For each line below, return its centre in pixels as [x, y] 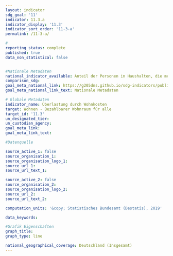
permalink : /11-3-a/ [28, 34]
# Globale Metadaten [28, 100]
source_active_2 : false [31, 180]
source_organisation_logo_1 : [37, 161]
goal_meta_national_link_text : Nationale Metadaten [62, 90]
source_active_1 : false [31, 151]
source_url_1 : [21, 166]
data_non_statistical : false [37, 57]
